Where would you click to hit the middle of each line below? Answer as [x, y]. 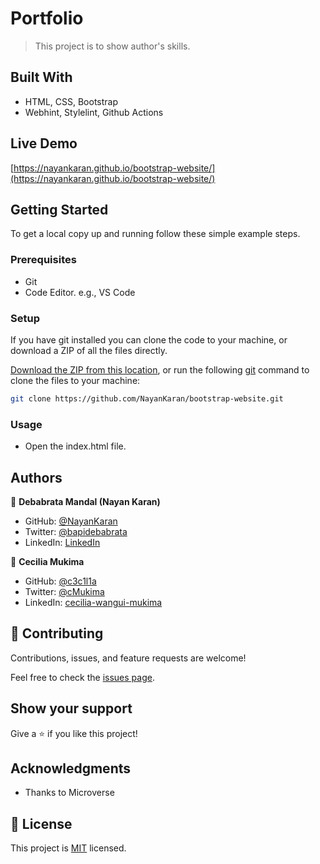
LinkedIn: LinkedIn [62, 542]
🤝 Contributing [57, 633]
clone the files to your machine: [75, 380]
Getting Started [59, 209]
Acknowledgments [71, 768]
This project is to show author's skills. [112, 46]
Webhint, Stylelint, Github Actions [94, 112]
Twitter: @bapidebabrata [76, 531]
